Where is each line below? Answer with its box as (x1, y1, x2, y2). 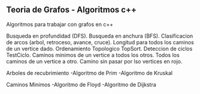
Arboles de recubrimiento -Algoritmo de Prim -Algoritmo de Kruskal (6, 69, 172, 77)
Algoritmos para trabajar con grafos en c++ (6, 20, 114, 28)
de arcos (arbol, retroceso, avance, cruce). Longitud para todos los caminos (6, 38, 195, 46)
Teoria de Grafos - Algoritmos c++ (6, 5, 137, 15)
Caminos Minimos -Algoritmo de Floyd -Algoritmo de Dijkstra (6, 81, 157, 88)
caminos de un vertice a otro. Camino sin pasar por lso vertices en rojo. (6, 57, 183, 65)
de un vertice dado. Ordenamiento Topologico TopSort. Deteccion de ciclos (6, 45, 193, 52)
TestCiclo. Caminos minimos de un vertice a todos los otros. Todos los (6, 51, 180, 59)
